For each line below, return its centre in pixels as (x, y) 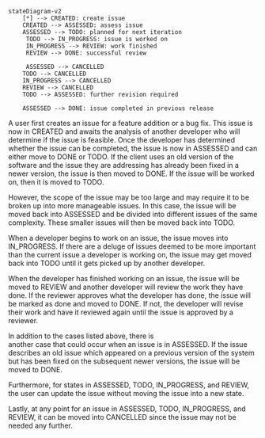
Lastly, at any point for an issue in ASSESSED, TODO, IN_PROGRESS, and (127, 409)
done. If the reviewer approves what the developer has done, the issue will (130, 295)
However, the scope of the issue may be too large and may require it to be (129, 197)
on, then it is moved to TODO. (56, 182)
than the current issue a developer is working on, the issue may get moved (130, 255)
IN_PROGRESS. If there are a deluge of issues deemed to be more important (132, 246)
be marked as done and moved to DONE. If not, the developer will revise (126, 304)
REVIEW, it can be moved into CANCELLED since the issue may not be (122, 417)
